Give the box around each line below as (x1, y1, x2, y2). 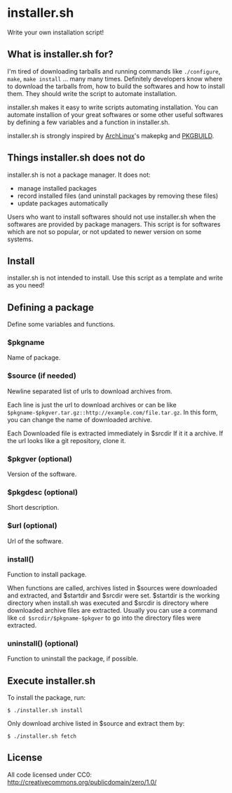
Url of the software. (7, 536, 64, 545)
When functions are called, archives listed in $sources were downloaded (7, 583, 217, 592)
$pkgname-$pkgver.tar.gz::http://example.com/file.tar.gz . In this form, (7, 408, 219, 416)
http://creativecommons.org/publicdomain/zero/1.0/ (7, 778, 157, 786)
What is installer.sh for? (7, 48, 114, 60)
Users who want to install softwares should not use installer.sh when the (7, 212, 216, 221)
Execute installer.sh (7, 675, 96, 686)
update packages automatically (17, 198, 109, 208)
